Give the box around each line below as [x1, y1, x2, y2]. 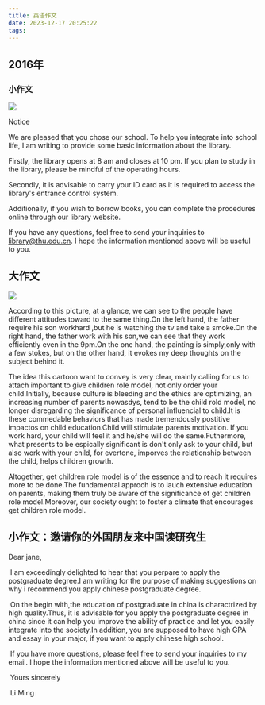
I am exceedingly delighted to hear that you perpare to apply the [10, 567, 221, 576]
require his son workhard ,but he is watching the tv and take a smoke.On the [8, 322, 258, 332]
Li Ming [10, 688, 35, 697]
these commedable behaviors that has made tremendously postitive [8, 414, 230, 423]
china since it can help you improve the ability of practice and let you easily [8, 616, 255, 626]
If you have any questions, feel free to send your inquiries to [8, 228, 205, 237]
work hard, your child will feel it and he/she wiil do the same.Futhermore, [8, 430, 246, 441]
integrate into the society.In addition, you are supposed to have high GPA [8, 625, 247, 634]
